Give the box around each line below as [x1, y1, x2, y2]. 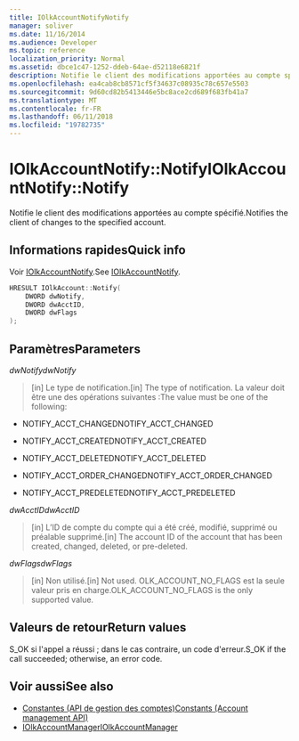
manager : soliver [9, 21, 74, 30]
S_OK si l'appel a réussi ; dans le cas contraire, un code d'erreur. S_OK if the [9, 643, 287, 655]
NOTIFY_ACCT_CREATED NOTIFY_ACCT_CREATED [21, 436, 207, 446]
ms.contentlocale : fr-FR [9, 104, 101, 113]
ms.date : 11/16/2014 [9, 29, 86, 38]
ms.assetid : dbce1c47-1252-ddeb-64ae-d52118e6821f [9, 63, 201, 72]
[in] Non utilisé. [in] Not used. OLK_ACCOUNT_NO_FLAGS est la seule [30, 575, 285, 586]
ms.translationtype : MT [9, 95, 98, 105]
